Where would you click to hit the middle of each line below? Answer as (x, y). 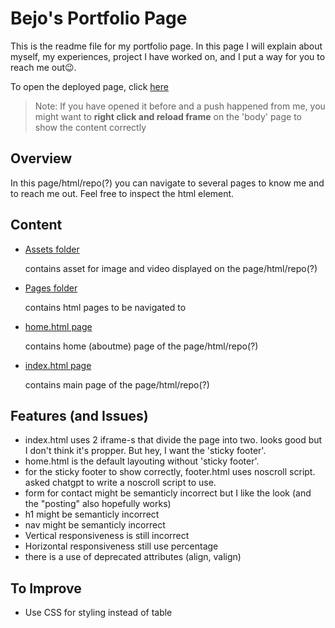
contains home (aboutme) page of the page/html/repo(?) (141, 346)
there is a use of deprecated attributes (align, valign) (133, 557)
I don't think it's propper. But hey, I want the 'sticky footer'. (145, 451)
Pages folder (51, 288)
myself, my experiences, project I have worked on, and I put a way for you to (168, 56)
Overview (41, 158)
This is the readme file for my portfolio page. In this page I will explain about (166, 46)
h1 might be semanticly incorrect (92, 514)
